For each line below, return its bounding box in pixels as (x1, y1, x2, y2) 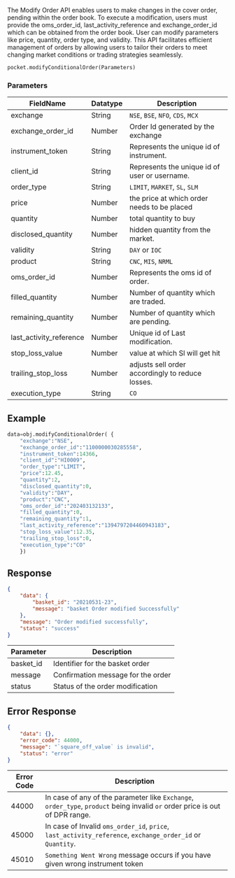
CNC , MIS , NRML (129, 257, 173, 267)
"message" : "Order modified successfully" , (20, 618, 149, 625)
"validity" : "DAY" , (20, 489, 73, 496)
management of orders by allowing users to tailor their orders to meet (7, 43, 208, 51)
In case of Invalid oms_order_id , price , (45, 821, 170, 831)
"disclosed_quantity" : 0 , (20, 483, 92, 490)
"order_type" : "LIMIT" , (20, 463, 86, 471)
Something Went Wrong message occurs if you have (45, 850, 211, 860)
